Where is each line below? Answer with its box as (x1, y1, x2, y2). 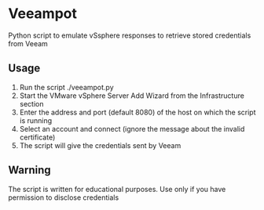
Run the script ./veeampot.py (19, 82, 114, 92)
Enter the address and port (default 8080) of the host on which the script (19, 107, 257, 117)
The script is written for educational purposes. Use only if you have (8, 184, 226, 194)
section (19, 99, 44, 108)
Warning (8, 164, 51, 177)
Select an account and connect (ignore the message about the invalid (19, 124, 245, 133)
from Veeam (8, 38, 49, 48)
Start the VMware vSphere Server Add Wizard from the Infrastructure (19, 91, 245, 100)
